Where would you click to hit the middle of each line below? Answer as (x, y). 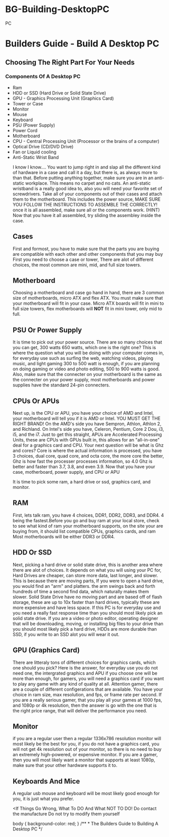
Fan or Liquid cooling (34, 152)
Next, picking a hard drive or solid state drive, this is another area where (88, 565)
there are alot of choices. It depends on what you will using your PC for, (87, 570)
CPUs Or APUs (36, 401)
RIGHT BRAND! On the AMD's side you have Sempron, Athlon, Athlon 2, (87, 424)
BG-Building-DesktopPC (57, 9)
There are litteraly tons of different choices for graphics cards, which (84, 662)
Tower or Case (28, 103)
